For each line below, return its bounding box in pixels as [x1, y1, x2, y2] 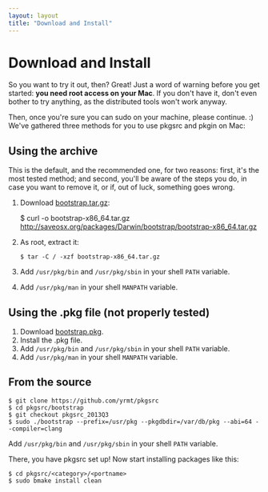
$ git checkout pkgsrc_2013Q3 [8, 410, 110, 418]
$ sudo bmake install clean [8, 477, 102, 485]
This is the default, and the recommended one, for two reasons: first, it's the [8, 166, 260, 175]
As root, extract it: [19, 238, 80, 247]
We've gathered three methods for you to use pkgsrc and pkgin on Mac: [8, 121, 246, 130]
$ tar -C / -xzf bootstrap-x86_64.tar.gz [19, 253, 160, 261]
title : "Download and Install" [8, 19, 113, 27]
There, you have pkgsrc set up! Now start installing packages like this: [8, 454, 239, 464]
